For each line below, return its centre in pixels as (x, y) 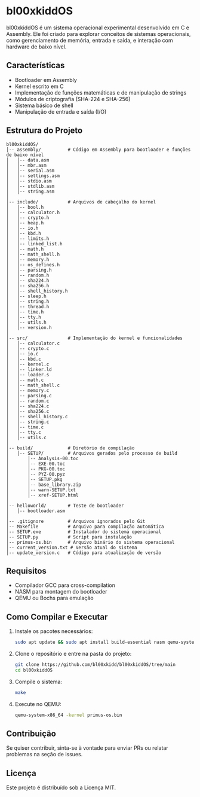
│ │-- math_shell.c (33, 385)
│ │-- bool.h (25, 207)
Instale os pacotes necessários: (54, 631)
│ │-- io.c (22, 354)
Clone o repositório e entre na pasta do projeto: (73, 654)
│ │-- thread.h (28, 306)
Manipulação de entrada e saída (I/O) (61, 111)
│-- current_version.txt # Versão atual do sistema (72, 547)
